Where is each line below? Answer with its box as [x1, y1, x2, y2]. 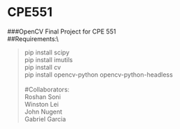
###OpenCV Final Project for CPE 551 [7, 27, 116, 36]
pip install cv [24, 63, 62, 71]
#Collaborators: [24, 85, 70, 93]
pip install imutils [24, 55, 74, 63]
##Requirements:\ [7, 34, 59, 43]
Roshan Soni [24, 92, 61, 101]
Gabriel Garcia [24, 114, 67, 123]
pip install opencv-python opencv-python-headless [24, 70, 173, 79]
